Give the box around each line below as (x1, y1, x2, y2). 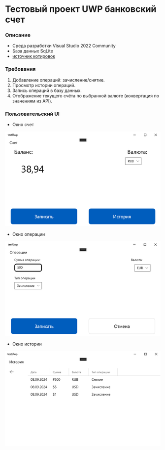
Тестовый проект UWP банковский (5, 3, 157, 15)
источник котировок (12, 53, 56, 59)
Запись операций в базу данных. (12, 88, 82, 93)
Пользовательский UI (5, 110, 60, 117)
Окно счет (12, 122, 34, 128)
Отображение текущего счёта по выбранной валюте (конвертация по (12, 92, 159, 98)
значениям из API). (12, 98, 53, 104)
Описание (5, 32, 31, 39)
